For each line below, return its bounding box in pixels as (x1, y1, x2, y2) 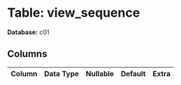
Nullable (85, 68, 114, 78)
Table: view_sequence (7, 5, 140, 21)
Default (120, 68, 146, 78)
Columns (7, 48, 48, 60)
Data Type (44, 68, 79, 78)
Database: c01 (7, 28, 50, 36)
